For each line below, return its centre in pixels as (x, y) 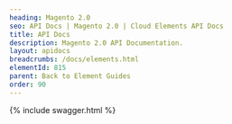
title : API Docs (40, 34)
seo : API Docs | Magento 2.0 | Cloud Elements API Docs (116, 26)
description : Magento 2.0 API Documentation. (96, 43)
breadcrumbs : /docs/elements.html (74, 59)
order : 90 (28, 84)
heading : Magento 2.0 (50, 18)
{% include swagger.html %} (63, 110)
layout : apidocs (40, 51)
